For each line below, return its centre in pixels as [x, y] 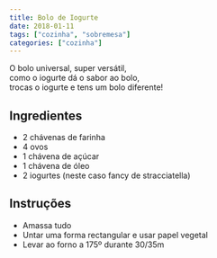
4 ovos [35, 147]
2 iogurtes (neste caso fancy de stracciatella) [106, 175]
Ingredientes [46, 116]
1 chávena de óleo [56, 166]
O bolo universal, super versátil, [68, 68]
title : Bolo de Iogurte [54, 18]
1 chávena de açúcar [61, 156]
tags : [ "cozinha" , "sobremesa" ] [70, 34]
